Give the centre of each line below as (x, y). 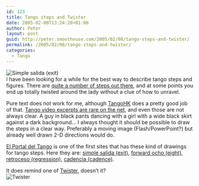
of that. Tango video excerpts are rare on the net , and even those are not (95, 109)
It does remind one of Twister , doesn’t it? (56, 171)
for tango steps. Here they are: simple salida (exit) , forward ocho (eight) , (94, 153)
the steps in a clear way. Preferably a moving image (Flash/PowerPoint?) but (99, 128)
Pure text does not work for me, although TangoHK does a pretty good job (97, 103)
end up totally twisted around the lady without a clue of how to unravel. (93, 92)
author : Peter (24, 28)
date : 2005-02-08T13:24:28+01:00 (48, 23)
